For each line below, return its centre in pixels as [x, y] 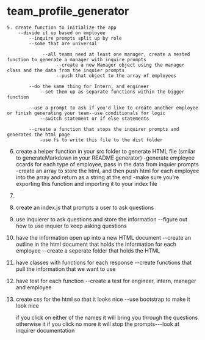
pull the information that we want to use [66, 269]
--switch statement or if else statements [94, 118]
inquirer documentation [45, 330]
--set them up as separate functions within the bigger [112, 92]
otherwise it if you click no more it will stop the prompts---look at [97, 324]
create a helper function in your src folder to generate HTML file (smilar [106, 151]
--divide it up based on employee [62, 33]
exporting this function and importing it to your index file [86, 183]
